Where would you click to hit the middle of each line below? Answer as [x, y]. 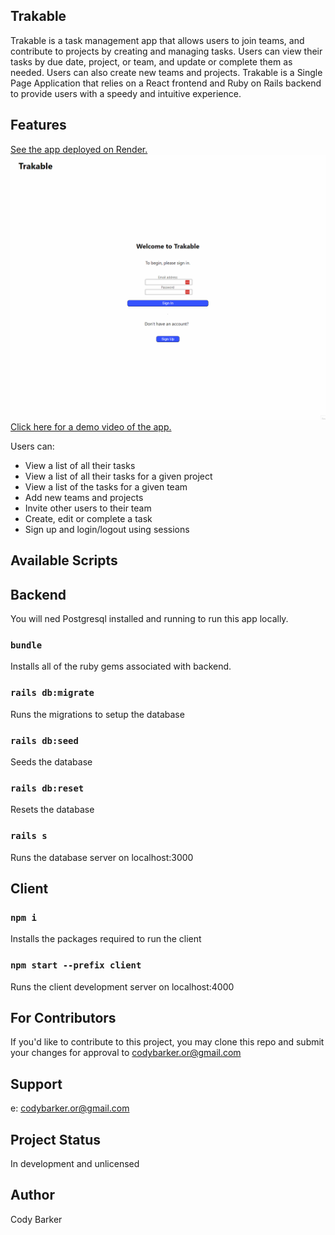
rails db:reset [47, 788]
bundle [26, 645]
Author [32, 1195]
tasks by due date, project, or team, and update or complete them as [151, 61]
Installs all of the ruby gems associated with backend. [121, 666]
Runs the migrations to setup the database [97, 714]
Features [38, 125]
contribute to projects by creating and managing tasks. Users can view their [166, 51]
